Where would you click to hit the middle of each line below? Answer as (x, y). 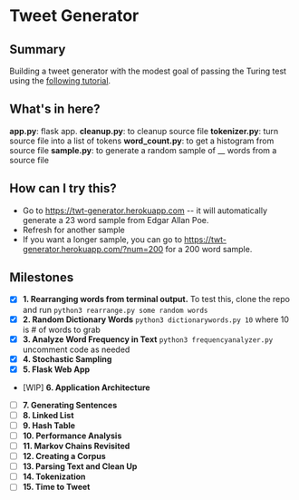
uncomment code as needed (76, 349)
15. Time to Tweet (56, 487)
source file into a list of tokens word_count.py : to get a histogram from (142, 141)
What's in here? (55, 109)
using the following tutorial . (60, 81)
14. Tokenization (54, 476)
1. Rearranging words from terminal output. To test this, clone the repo (156, 299)
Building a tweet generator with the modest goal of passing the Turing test (148, 71)
